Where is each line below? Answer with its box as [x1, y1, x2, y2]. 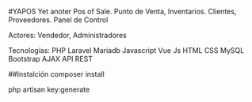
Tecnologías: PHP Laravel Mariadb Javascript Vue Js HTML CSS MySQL [8, 46, 245, 55]
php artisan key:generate [8, 85, 90, 94]
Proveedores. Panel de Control [8, 15, 109, 25]
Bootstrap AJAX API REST [8, 55, 94, 63]
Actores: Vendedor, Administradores [8, 31, 127, 40]
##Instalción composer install [8, 70, 105, 78]
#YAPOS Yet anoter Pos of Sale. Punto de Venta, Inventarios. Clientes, [8, 7, 237, 16]
